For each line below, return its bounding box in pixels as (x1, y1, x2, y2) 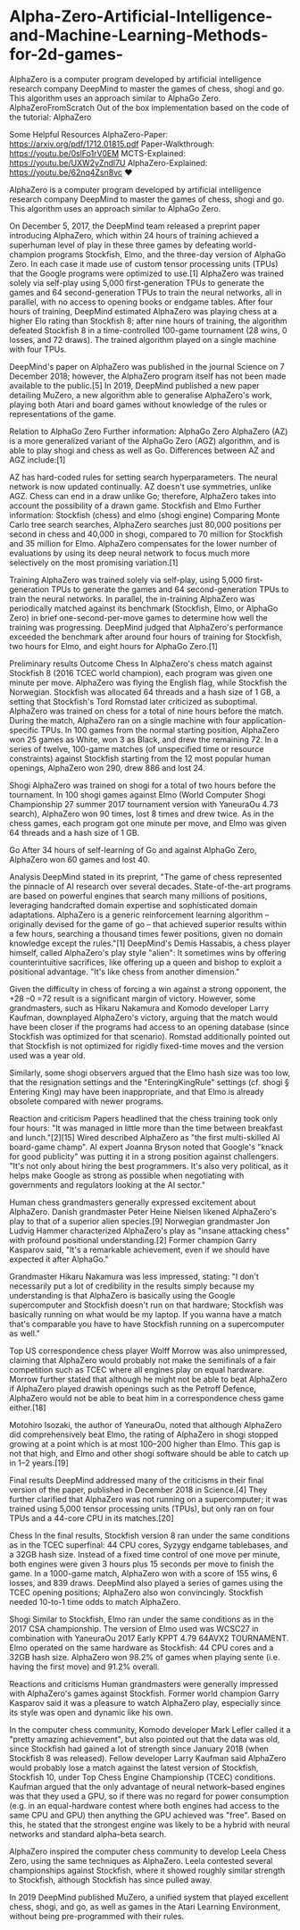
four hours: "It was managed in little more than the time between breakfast (9, 1123, 283, 1133)
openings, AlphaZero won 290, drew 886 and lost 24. (9, 762, 205, 773)
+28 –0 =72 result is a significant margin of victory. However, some (9, 993, 256, 1004)
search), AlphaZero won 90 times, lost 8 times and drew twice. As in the (9, 808, 274, 819)
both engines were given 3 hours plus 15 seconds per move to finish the (9, 1558, 274, 1569)
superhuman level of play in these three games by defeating (9, 239, 230, 250)
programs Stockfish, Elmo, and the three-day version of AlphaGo (47, 248, 287, 260)
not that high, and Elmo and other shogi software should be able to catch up (9, 1448, 289, 1458)
